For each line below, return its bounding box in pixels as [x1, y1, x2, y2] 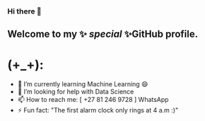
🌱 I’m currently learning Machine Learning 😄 [17, 80, 148, 88]
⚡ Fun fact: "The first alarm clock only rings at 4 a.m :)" [17, 106, 179, 115]
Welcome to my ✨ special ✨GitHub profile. [7, 28, 199, 40]
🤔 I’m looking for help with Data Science [17, 88, 134, 96]
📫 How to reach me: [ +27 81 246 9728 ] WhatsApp [17, 96, 169, 104]
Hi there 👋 [7, 6, 42, 16]
